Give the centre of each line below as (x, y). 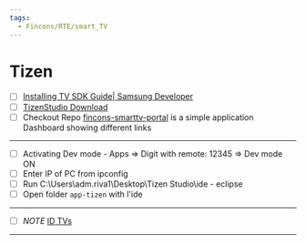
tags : (20, 18)
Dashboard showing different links (87, 127)
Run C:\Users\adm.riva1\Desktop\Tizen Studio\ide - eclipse (133, 184)
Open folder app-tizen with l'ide (82, 194)
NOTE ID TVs (47, 220)
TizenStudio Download (65, 107)
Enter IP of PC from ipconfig (76, 173)
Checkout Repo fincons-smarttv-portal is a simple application (138, 117)
